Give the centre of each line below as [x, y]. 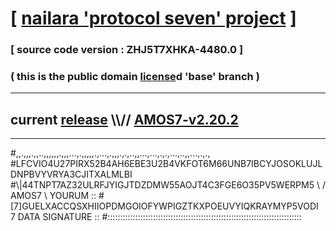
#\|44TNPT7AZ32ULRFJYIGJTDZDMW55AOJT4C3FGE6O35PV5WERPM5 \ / [168, 185]
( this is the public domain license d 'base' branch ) [135, 77]
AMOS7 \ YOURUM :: [53, 196]
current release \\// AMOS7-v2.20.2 [124, 119]
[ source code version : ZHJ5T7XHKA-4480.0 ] [127, 50]
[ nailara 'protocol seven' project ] [153, 18]
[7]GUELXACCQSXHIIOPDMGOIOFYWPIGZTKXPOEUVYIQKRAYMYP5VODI [164, 206]
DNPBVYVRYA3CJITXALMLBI [71, 174]
